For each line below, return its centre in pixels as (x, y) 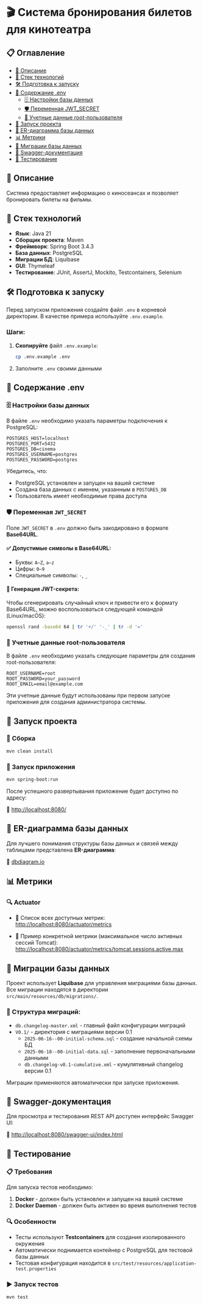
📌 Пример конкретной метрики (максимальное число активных (99, 936)
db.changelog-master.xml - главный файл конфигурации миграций (100, 1025)
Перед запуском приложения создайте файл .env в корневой (86, 310)
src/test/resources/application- (154, 1264)
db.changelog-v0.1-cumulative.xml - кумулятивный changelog (104, 1064)
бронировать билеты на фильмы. (49, 199)
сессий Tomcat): (36, 943)
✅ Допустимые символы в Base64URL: (59, 548)
